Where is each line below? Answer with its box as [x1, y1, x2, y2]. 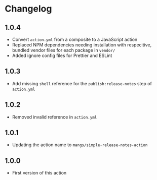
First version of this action [12, 170, 67, 176]
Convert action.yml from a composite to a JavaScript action [12, 36, 138, 42]
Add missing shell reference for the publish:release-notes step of [12, 80, 152, 86]
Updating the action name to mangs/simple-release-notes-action [12, 142, 148, 148]
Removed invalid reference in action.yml [12, 114, 97, 120]
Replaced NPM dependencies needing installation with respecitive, [12, 42, 152, 48]
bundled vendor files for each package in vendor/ [12, 47, 115, 53]
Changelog [5, 3, 52, 15]
